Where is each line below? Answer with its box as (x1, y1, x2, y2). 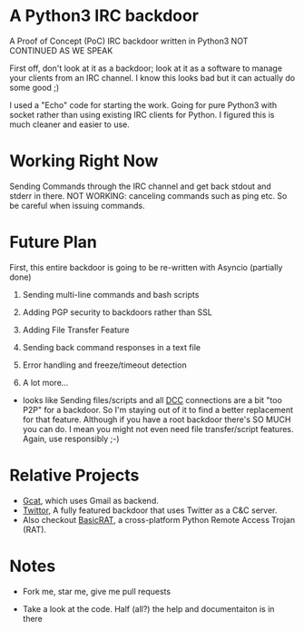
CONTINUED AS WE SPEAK (9, 44, 113, 55)
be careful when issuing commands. (9, 200, 145, 211)
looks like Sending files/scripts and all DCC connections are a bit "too (22, 394, 283, 405)
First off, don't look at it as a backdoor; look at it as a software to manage (9, 63, 283, 74)
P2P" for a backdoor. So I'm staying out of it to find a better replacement (22, 404, 293, 415)
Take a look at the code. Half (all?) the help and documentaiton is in (22, 603, 275, 614)
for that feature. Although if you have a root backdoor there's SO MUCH (22, 414, 291, 425)
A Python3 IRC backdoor (9, 5, 200, 26)
